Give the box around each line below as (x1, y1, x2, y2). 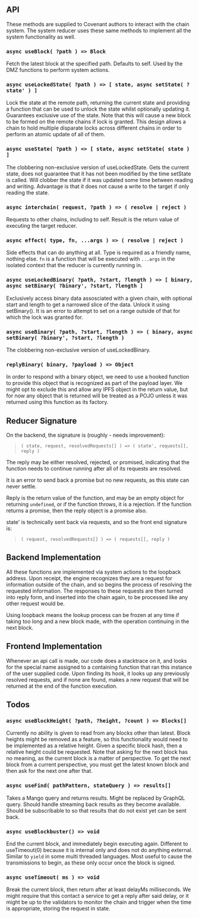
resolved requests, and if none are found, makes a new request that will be (6, 676, 189, 683)
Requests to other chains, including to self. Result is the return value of (6, 216, 179, 223)
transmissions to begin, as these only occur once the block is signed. (6, 859, 176, 866)
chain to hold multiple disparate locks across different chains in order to (6, 124, 182, 131)
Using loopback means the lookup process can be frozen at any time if (6, 611, 179, 618)
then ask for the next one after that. (6, 767, 93, 775)
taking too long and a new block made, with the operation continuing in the (6, 618, 189, 625)
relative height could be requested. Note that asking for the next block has (6, 748, 188, 756)
